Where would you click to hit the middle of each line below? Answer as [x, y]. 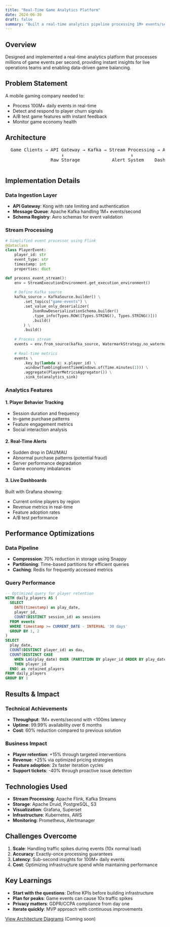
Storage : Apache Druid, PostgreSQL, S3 [54, 804]
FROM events [23, 622]
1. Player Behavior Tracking [34, 402]
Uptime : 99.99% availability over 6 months [57, 725]
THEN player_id [30, 664]
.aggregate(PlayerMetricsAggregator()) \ [68, 372]
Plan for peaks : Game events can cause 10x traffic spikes [73, 898]
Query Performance [30, 583]
